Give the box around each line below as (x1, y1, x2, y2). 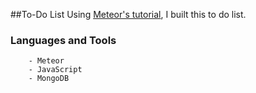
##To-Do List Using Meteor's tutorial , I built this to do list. (10, 9, 247, 20)
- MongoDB (28, 74, 70, 84)
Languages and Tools (10, 33, 117, 47)
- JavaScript (28, 65, 83, 75)
